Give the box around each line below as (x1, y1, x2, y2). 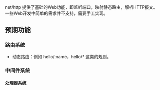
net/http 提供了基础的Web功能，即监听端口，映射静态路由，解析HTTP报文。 (5, 4, 158, 10)
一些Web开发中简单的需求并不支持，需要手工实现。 (5, 10, 108, 16)
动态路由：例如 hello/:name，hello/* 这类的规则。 (12, 54, 111, 59)
